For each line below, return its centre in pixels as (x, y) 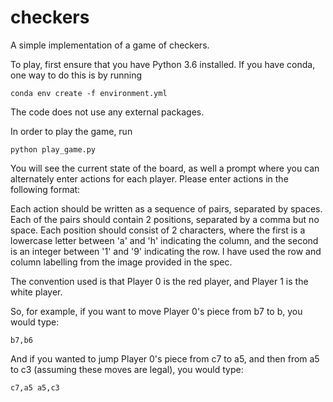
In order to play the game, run (71, 131)
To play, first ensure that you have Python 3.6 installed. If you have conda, (163, 64)
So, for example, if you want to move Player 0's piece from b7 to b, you (156, 311)
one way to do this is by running (76, 75)
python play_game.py (53, 149)
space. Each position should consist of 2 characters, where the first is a (158, 230)
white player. (36, 292)
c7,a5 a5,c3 (35, 387)
